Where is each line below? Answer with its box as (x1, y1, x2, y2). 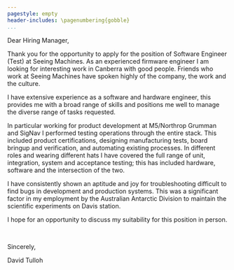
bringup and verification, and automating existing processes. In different (7, 143, 216, 152)
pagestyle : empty (7, 10, 58, 17)
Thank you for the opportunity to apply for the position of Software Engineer (7, 50, 228, 58)
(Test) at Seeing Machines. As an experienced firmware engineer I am (7, 57, 209, 65)
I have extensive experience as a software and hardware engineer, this (7, 92, 212, 101)
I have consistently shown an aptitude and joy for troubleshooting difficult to (7, 179, 227, 187)
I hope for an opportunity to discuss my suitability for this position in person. (7, 215, 228, 224)
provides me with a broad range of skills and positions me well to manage (7, 100, 220, 108)
